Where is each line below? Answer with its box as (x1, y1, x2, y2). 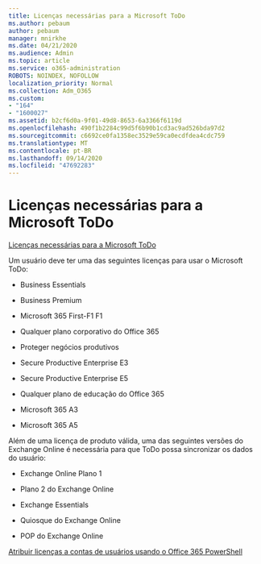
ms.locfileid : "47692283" (8, 162, 95, 170)
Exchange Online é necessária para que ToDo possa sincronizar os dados (8, 445, 254, 454)
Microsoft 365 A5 (19, 421, 78, 430)
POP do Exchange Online (19, 531, 104, 541)
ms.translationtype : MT (8, 139, 89, 147)
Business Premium (19, 296, 82, 305)
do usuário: (8, 453, 46, 463)
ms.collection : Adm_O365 (8, 86, 92, 95)
